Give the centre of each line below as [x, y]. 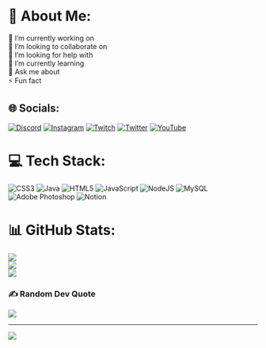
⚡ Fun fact [25, 80]
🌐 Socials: [34, 109]
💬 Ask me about [34, 71]
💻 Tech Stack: [57, 161]
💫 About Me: [50, 16]
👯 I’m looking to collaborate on [58, 46]
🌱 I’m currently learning [46, 63]
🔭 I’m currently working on [51, 38]
